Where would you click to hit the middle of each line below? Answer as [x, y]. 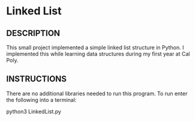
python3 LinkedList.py [34, 111]
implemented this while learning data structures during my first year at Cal [98, 54]
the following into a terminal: [42, 99]
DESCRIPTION [33, 33]
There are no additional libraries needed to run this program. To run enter [97, 93]
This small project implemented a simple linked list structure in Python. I [95, 47]
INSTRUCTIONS [37, 79]
